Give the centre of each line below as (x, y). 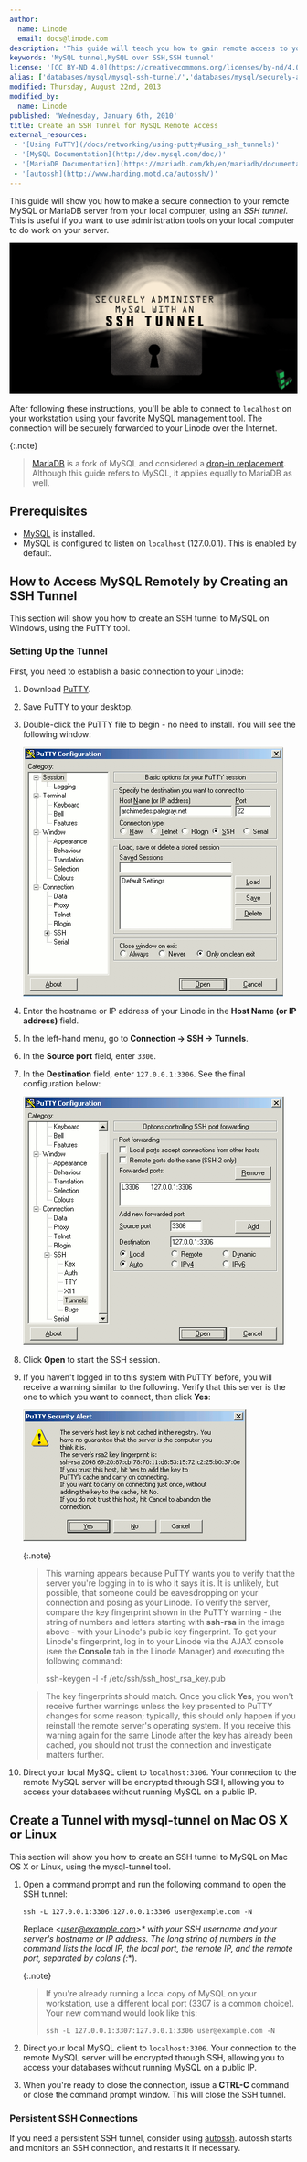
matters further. (75, 1754)
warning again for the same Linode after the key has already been (169, 1735)
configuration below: (62, 1083)
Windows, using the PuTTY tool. (70, 627)
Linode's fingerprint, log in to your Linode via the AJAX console (165, 1641)
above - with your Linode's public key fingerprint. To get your (161, 1632)
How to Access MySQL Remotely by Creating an (149, 582)
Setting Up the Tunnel (58, 651)
